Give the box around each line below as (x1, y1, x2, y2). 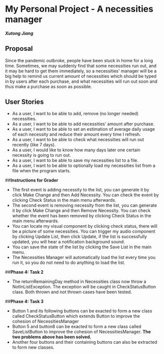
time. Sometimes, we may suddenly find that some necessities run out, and (5, 63, 157, 69)
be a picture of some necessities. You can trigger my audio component (12, 229, 156, 235)
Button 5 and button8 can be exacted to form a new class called (12, 324, 141, 330)
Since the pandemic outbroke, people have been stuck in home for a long (5, 57, 153, 63)
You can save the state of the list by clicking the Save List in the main (12, 244, 152, 250)
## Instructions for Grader (5, 177, 59, 183)
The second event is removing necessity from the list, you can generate (12, 202, 157, 209)
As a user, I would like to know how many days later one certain (12, 147, 141, 153)
